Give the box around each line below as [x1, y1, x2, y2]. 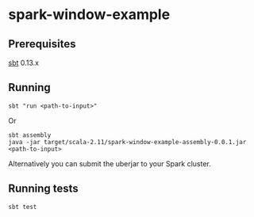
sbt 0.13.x [8, 58, 40, 67]
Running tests [8, 182, 79, 196]
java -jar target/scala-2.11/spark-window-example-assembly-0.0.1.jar [8, 138, 247, 146]
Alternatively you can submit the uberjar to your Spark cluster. [8, 158, 212, 168]
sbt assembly [8, 131, 52, 139]
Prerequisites [8, 37, 76, 51]
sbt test [8, 203, 37, 211]
